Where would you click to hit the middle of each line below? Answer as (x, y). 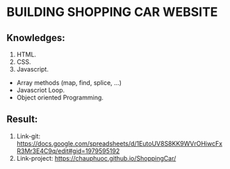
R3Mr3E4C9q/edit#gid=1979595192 (68, 151)
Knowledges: (36, 38)
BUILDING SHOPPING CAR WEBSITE (112, 12)
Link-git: (28, 136)
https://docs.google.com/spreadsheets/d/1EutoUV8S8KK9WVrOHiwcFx (120, 143)
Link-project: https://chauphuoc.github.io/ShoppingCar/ (96, 158)
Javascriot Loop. (41, 90)
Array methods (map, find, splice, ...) (69, 83)
